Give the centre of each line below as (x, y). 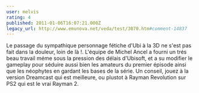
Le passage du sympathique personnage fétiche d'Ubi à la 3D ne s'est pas (99, 46)
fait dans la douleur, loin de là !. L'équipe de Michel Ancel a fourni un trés (96, 52)
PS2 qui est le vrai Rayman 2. (43, 84)
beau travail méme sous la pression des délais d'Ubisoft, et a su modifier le (99, 58)
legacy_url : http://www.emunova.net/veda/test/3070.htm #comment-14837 (97, 28)
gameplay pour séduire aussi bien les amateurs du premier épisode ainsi (96, 65)
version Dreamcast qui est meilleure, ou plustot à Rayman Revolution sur (96, 77)
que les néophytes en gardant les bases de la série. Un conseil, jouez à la (97, 71)
